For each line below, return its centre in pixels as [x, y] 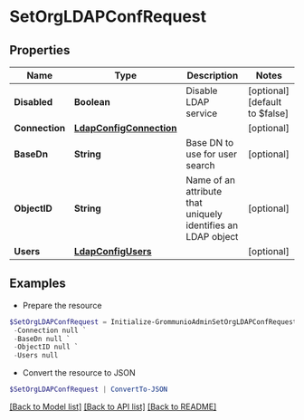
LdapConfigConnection [126, 128]
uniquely [204, 214]
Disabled [33, 102]
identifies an [212, 225]
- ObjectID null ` [46, 347]
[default [265, 102]
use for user [212, 154]
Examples [38, 284]
